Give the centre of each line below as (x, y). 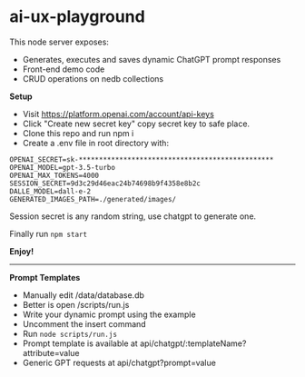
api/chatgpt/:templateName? (193, 343)
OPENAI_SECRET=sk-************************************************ (142, 159)
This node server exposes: (59, 42)
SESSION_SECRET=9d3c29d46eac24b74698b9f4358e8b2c (105, 184)
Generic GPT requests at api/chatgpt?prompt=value (119, 362)
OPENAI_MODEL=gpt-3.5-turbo (63, 167)
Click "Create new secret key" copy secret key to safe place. (136, 124)
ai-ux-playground (77, 17)
